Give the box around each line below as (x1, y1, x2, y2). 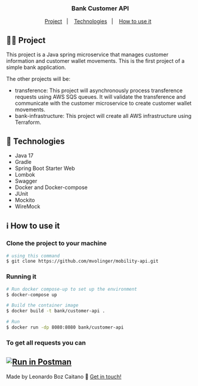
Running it (6, 272, 37, 281)
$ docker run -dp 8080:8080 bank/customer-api (6, 324, 124, 330)
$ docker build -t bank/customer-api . (6, 308, 106, 314)
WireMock (14, 202, 41, 210)
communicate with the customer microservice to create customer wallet (14, 100, 192, 107)
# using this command (6, 253, 60, 259)
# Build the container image (6, 302, 79, 309)
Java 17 (14, 151, 34, 159)
